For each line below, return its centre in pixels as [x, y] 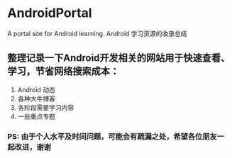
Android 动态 [36, 89]
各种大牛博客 [36, 98]
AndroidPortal [50, 13]
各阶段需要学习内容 [46, 107]
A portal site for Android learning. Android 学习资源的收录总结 [97, 33]
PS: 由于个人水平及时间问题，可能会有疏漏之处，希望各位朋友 [112, 136]
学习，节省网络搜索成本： [63, 71]
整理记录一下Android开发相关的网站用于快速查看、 [119, 58]
